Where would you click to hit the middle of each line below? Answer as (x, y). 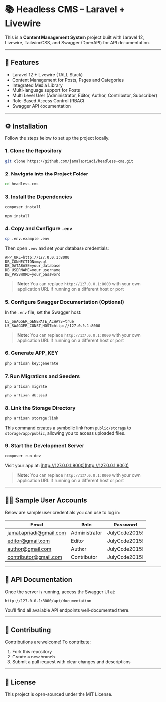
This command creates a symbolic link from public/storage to (68, 428)
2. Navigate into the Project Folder (47, 174)
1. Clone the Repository (33, 151)
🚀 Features (22, 63)
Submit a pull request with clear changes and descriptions (71, 662)
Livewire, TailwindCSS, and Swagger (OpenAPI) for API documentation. (78, 42)
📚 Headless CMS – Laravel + (65, 10)
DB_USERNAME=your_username (33, 270)
